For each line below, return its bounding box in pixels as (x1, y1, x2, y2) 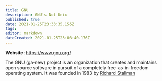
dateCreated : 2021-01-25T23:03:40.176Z (5, 36, 90, 41)
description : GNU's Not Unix (5, 12, 67, 17)
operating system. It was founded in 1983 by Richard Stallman (5, 70, 135, 76)
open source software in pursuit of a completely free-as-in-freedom (5, 64, 149, 71)
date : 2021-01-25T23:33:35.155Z (5, 21, 74, 27)
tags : (5, 26, 17, 31)
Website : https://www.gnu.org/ (5, 49, 72, 56)
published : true (5, 17, 40, 22)
